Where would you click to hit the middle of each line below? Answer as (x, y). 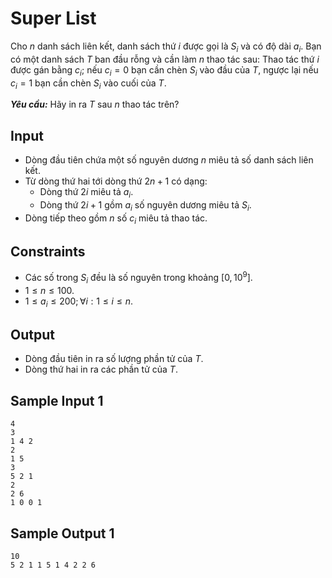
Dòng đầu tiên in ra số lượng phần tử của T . (114, 359)
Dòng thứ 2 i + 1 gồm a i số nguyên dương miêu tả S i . (145, 205)
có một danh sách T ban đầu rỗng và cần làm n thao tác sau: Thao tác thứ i (165, 59)
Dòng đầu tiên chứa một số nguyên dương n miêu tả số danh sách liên (169, 160)
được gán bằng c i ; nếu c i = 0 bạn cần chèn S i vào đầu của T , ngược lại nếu (164, 70)
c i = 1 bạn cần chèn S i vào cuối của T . (88, 84)
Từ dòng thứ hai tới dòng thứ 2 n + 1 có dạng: (116, 181)
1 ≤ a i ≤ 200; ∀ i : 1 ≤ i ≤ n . (78, 302)
